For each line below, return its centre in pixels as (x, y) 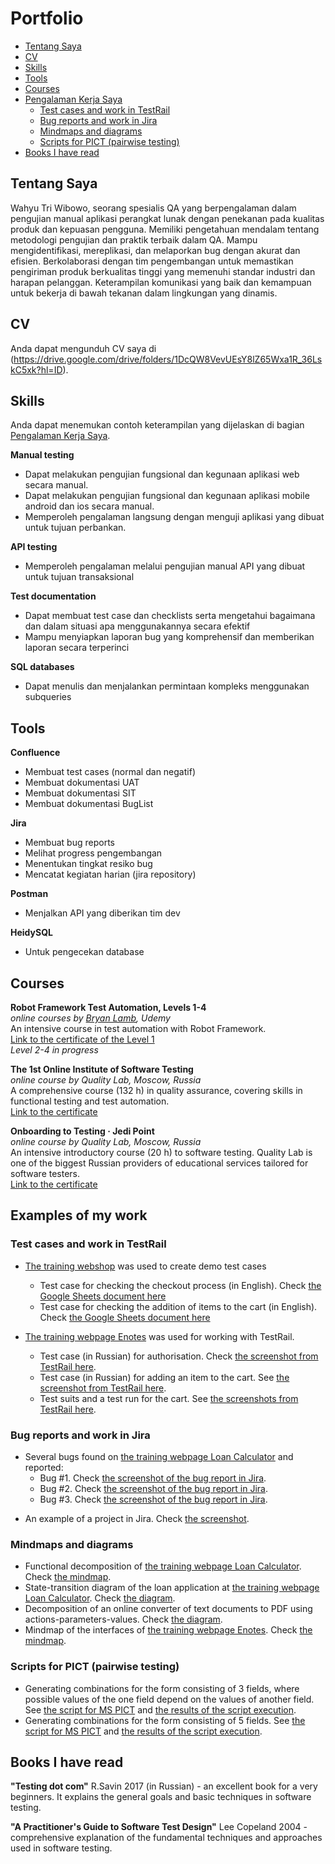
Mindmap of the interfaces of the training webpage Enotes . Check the (168, 1630)
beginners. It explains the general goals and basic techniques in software (161, 1797)
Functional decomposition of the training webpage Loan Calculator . (163, 1566)
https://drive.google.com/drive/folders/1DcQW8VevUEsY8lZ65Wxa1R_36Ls (168, 359)
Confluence (35, 753)
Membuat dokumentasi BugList (89, 804)
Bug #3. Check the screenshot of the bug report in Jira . (153, 1499)
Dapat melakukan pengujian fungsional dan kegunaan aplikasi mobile (167, 496)
